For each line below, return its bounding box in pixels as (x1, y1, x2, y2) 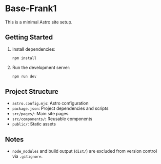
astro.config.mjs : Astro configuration (12, 101, 89, 106)
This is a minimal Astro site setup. (5, 19, 73, 25)
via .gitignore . (12, 153, 43, 159)
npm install (12, 56, 37, 61)
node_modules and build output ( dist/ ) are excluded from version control (12, 148, 157, 154)
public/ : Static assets (12, 121, 56, 127)
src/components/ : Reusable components (12, 116, 93, 122)
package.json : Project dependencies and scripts (12, 105, 109, 111)
